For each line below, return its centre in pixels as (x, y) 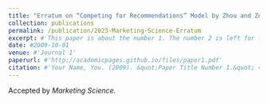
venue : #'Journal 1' (43, 53)
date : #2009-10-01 (39, 46)
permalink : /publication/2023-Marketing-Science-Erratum (105, 30)
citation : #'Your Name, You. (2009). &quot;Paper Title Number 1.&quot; (132, 68)
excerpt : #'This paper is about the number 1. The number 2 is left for (132, 38)
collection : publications (51, 23)
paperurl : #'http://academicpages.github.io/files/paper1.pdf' (116, 61)
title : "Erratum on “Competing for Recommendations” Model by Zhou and (130, 16)
